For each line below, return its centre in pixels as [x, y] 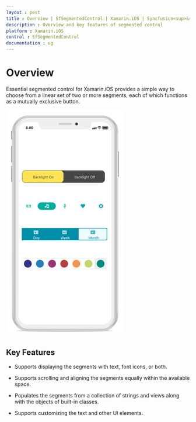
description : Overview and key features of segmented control [85, 25]
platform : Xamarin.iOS [35, 31]
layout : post [23, 12]
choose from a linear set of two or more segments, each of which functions [97, 95]
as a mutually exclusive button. [43, 101]
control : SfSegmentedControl [43, 37]
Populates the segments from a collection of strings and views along [97, 395]
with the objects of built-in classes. [57, 402]
